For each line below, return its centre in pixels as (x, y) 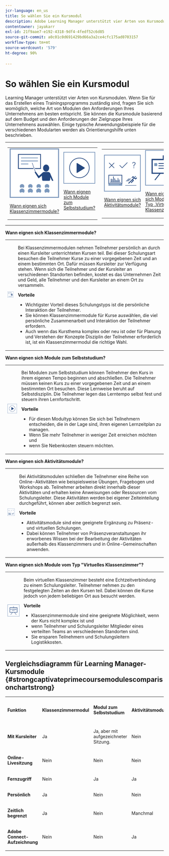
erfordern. (36, 326)
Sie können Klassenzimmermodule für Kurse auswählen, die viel (91, 316)
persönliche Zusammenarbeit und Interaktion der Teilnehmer (88, 321)
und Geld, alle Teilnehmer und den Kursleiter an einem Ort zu (81, 280)
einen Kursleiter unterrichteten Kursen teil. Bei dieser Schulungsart (87, 253)
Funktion (17, 710)
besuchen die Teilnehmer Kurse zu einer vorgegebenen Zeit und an (87, 259)
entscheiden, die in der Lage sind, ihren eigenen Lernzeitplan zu (95, 424)
